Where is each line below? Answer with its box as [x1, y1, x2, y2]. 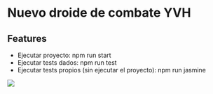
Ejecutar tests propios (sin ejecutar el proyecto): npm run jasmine [17, 66, 207, 74]
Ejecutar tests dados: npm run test [17, 58, 117, 67]
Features [7, 33, 47, 45]
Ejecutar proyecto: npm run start [17, 51, 111, 59]
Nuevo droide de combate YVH [7, 5, 191, 21]
